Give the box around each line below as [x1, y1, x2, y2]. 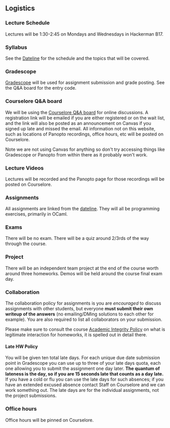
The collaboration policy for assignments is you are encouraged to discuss [5, 300, 161, 306]
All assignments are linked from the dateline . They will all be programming [5, 206, 160, 212]
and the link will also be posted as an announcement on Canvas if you [5, 120, 151, 126]
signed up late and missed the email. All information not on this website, [5, 125, 156, 131]
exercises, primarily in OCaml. [5, 211, 68, 217]
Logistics [5, 4, 35, 13]
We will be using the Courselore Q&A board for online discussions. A [5, 109, 149, 115]
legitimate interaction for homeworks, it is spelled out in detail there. [5, 332, 147, 338]
